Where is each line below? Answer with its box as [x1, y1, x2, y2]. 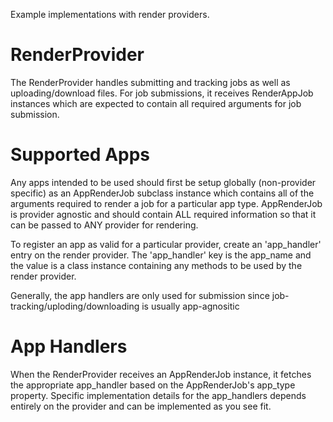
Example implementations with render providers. [10, 9, 210, 20]
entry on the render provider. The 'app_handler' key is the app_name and [10, 249, 312, 261]
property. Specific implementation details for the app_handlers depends [10, 389, 307, 401]
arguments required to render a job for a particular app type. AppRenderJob [10, 197, 323, 209]
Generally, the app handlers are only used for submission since [10, 289, 270, 301]
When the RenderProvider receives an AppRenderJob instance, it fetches [10, 368, 312, 380]
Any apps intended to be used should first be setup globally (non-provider [10, 176, 317, 188]
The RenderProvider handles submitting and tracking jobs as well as [10, 76, 291, 88]
